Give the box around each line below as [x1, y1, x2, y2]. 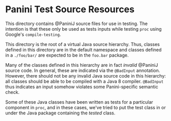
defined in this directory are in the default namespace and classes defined [5, 46, 162, 53]
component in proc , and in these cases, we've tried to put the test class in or [5, 104, 166, 110]
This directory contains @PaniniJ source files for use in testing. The [5, 20, 148, 27]
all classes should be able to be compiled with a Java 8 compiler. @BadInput [5, 78, 164, 84]
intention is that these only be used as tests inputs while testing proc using [5, 26, 162, 32]
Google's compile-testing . [5, 31, 61, 37]
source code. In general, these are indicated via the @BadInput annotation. [5, 67, 160, 74]
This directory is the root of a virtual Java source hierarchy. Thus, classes [5, 41, 160, 47]
